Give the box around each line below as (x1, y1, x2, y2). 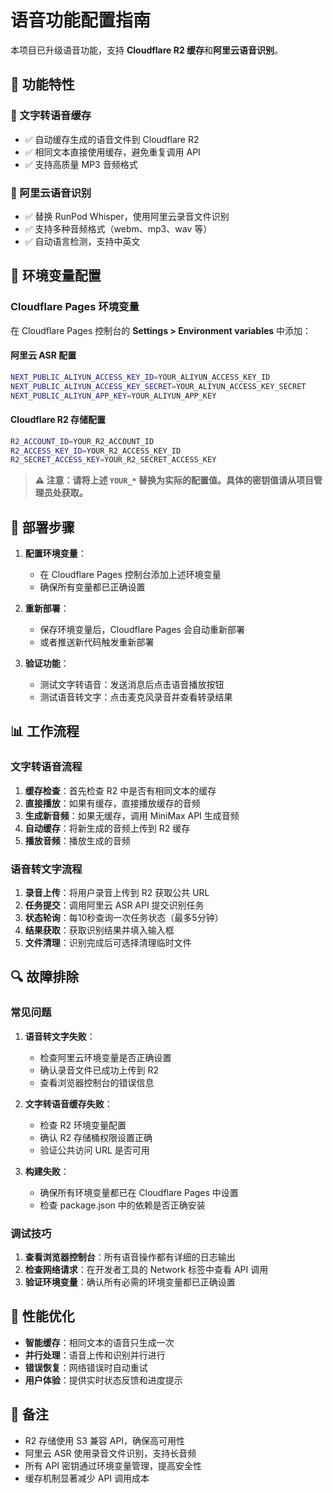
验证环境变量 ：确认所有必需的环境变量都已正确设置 (24, 1276, 236, 1288)
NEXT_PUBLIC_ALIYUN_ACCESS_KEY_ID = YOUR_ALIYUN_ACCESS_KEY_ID (10, 372, 271, 382)
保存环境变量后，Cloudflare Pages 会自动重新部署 (39, 624, 245, 636)
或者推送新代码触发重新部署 (39, 636, 155, 648)
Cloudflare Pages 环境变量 (10, 300, 140, 314)
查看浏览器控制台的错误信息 (39, 1076, 155, 1088)
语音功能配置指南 (10, 9, 152, 32)
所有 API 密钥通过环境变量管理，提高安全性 (24, 1459, 203, 1471)
